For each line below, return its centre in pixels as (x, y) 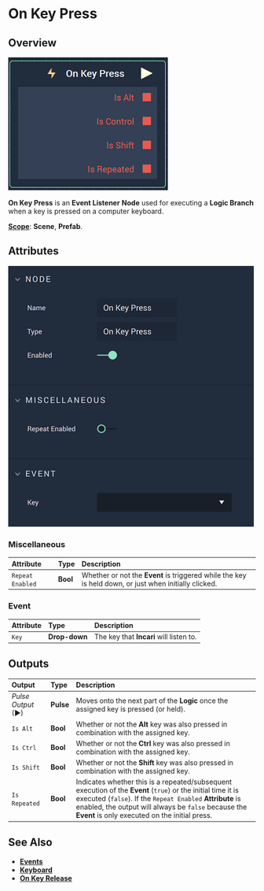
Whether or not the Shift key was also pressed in (155, 763)
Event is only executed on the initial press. (144, 815)
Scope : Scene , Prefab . (46, 226)
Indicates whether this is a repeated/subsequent (154, 782)
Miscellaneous (37, 544)
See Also (30, 843)
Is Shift (26, 767)
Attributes (33, 251)
